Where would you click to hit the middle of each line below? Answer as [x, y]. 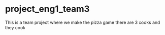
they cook [15, 27]
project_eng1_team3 [48, 9]
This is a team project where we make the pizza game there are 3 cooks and [82, 22]
